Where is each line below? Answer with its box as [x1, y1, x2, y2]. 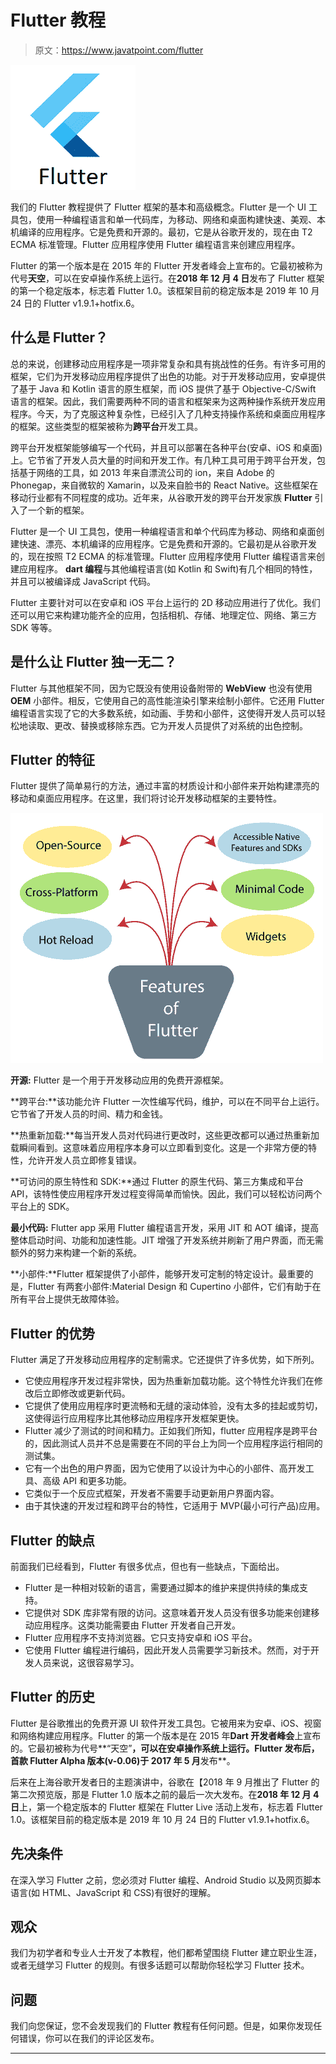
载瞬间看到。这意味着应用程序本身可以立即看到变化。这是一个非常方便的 [10, 1142, 308, 1154]
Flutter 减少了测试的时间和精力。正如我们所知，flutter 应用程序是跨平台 [24, 1425, 318, 1437]
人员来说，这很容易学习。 [33, 1657, 140, 1668]
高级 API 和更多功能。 [42, 1475, 133, 1487]
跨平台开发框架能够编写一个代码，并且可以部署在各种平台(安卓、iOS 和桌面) [10, 441, 323, 453]
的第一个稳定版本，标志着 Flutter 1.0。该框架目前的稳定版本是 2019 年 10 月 [10, 284, 320, 296]
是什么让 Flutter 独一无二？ [10, 654, 178, 671]
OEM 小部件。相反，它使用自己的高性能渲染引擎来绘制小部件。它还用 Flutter [10, 694, 325, 706]
